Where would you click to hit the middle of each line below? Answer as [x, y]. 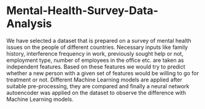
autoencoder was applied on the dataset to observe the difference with [96, 92]
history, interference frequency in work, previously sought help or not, [95, 53]
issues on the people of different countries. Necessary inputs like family [97, 47]
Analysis [29, 24]
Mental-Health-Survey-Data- [82, 11]
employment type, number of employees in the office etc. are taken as [95, 60]
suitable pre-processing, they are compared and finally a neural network [98, 86]
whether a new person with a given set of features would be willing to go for [103, 73]
